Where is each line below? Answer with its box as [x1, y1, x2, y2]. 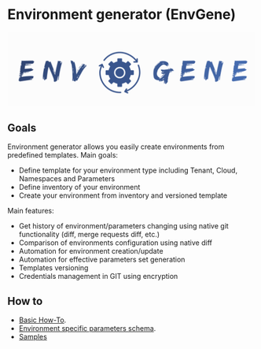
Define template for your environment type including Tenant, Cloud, [18, 165, 237, 175]
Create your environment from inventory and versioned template [18, 191, 228, 200]
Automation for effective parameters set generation [18, 254, 186, 265]
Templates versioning [18, 263, 89, 273]
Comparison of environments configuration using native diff [18, 238, 213, 247]
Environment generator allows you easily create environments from [7, 142, 225, 151]
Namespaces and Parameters [18, 174, 116, 184]
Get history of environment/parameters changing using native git [18, 221, 229, 231]
